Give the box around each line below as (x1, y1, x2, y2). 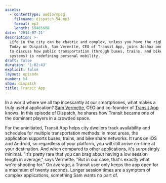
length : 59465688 (14, 26, 50, 31)
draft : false (5, 58, 32, 63)
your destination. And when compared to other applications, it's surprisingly (5, 146, 160, 152)
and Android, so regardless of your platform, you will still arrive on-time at (5, 140, 156, 146)
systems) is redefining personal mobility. (9, 53, 100, 59)
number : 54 (5, 76, 28, 81)
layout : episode (5, 72, 39, 77)
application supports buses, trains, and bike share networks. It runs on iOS (5, 135, 157, 141)
